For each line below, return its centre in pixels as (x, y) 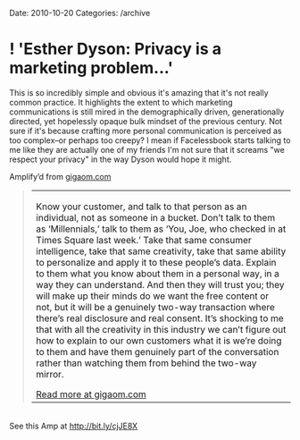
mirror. (50, 374)
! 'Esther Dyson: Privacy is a (115, 49)
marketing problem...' (92, 68)
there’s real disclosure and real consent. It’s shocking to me (159, 318)
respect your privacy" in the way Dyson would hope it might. (121, 159)
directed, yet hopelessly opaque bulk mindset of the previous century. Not (146, 121)
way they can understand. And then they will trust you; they (160, 284)
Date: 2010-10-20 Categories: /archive (80, 13)
